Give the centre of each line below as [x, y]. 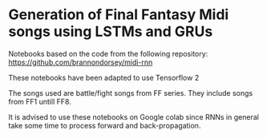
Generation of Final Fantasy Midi [119, 15]
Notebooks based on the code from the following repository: [108, 53]
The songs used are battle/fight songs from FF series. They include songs [131, 93]
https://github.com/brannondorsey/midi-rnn [81, 62]
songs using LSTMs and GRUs [111, 32]
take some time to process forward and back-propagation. [105, 125]
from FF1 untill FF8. [40, 101]
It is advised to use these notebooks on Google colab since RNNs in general [133, 116]
